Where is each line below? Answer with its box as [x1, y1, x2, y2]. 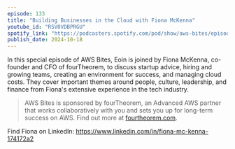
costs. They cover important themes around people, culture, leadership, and [7, 78, 227, 86]
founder [7, 63, 30, 71]
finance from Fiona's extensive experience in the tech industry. [7, 85, 189, 94]
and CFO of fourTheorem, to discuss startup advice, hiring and [31, 63, 212, 71]
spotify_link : [7, 29, 49, 37]
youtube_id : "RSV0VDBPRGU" [7, 23, 86, 30]
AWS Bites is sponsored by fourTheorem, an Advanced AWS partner [24, 99, 222, 107]
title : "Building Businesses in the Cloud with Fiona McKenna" [7, 17, 196, 24]
